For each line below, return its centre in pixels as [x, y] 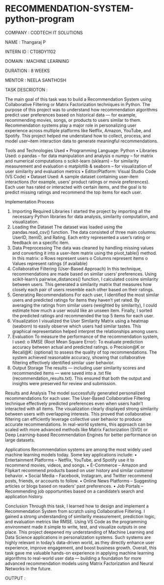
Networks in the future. [28, 568]
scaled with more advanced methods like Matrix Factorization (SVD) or [76, 429]
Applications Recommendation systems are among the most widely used [78, 449]
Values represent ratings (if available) [50, 263]
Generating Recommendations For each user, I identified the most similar [86, 295]
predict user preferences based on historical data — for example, [71, 115]
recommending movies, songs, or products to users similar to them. [73, 120]
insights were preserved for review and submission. [64, 383]
